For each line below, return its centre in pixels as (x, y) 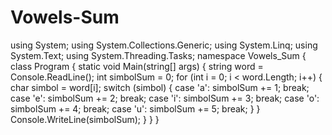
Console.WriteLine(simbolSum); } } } (85, 119)
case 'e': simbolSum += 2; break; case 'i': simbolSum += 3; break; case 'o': (165, 98)
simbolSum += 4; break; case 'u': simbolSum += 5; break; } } (135, 108)
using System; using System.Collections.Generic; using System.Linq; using (164, 45)
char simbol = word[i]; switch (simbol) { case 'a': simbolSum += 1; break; (160, 87)
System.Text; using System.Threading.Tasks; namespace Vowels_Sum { (158, 55)
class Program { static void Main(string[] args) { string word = (137, 66)
